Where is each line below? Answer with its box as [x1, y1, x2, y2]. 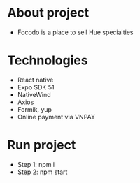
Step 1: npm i [17, 160, 55, 168]
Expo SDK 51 [17, 82, 55, 91]
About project [7, 5, 90, 21]
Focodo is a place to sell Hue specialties [17, 28, 134, 36]
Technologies [7, 52, 89, 68]
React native [17, 75, 54, 84]
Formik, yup [17, 105, 52, 113]
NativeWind [17, 90, 51, 98]
